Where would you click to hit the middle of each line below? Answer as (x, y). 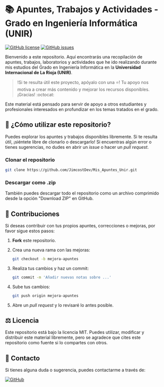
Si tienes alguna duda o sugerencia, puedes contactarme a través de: (75, 370)
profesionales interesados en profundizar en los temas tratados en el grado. (82, 109)
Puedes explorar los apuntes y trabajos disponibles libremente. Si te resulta (81, 137)
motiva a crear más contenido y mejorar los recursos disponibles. (83, 89)
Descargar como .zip (30, 182)
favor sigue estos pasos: (30, 231)
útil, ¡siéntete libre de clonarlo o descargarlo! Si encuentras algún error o (78, 142)
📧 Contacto (23, 358)
